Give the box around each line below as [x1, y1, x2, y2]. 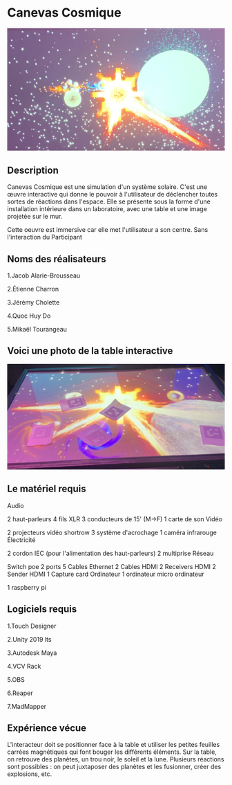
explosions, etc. [7, 770, 52, 778]
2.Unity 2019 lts [7, 635, 52, 643]
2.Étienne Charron [7, 285, 59, 294]
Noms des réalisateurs [7, 253, 106, 264]
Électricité [7, 535, 36, 544]
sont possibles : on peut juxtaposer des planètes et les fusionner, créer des [7, 763, 222, 771]
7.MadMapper [7, 702, 47, 710]
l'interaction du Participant [7, 233, 83, 242]
